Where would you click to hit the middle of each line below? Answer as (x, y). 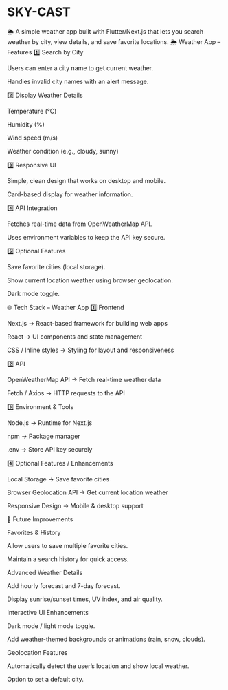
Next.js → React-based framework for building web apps (88, 323)
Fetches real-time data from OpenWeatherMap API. (80, 224)
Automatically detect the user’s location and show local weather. (98, 666)
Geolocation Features (37, 652)
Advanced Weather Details (45, 572)
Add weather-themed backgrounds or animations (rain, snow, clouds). (106, 639)
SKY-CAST (39, 12)
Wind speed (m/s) (33, 138)
